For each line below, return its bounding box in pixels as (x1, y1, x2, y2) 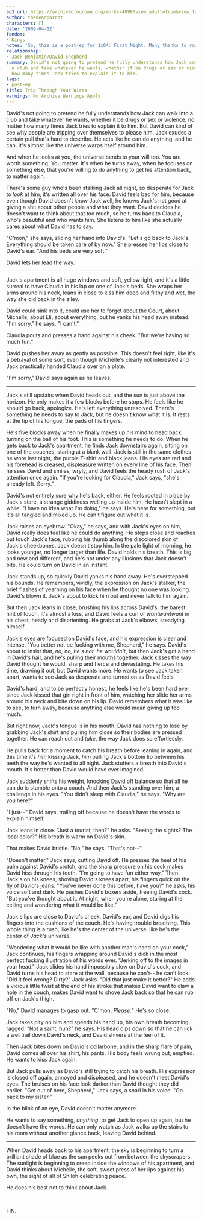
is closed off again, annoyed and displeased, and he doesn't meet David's (6, 1074, 189, 1081)
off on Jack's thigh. (6, 995, 54, 1002)
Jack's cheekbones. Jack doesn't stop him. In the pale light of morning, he (6, 542, 191, 549)
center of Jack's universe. (6, 932, 72, 939)
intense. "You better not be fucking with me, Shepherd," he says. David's (6, 641, 187, 648)
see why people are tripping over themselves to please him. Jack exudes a (6, 128, 191, 136)
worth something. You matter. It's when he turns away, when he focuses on (6, 159, 194, 166)
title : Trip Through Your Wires (6, 87, 87, 93)
